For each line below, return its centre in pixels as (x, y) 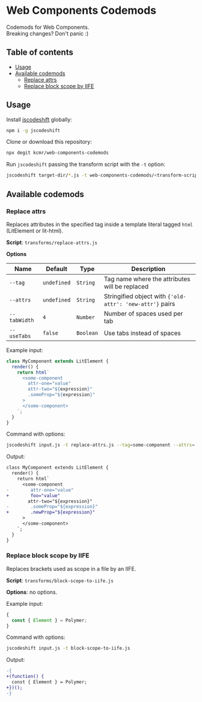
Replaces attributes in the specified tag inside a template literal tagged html (100, 224)
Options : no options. (32, 592)
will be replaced (126, 286)
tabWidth (22, 320)
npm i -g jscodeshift (33, 130)
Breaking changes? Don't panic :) (47, 33)
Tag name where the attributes (147, 279)
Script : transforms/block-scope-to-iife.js (60, 580)
